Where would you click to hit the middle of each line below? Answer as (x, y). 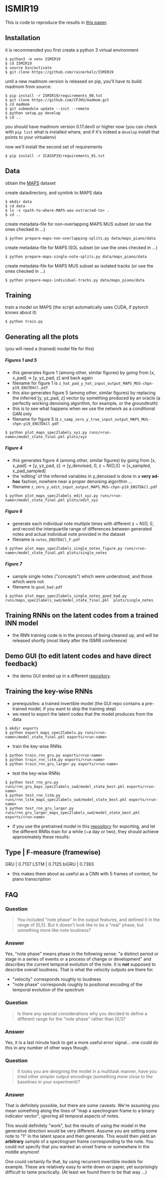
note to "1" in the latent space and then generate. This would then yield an (81, 1136)
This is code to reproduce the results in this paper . (56, 22)
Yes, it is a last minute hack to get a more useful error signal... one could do (82, 1042)
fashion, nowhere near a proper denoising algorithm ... (77, 481)
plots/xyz (77, 437)
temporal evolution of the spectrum (48, 990)
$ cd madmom (17, 104)
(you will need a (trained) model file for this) (50, 349)
